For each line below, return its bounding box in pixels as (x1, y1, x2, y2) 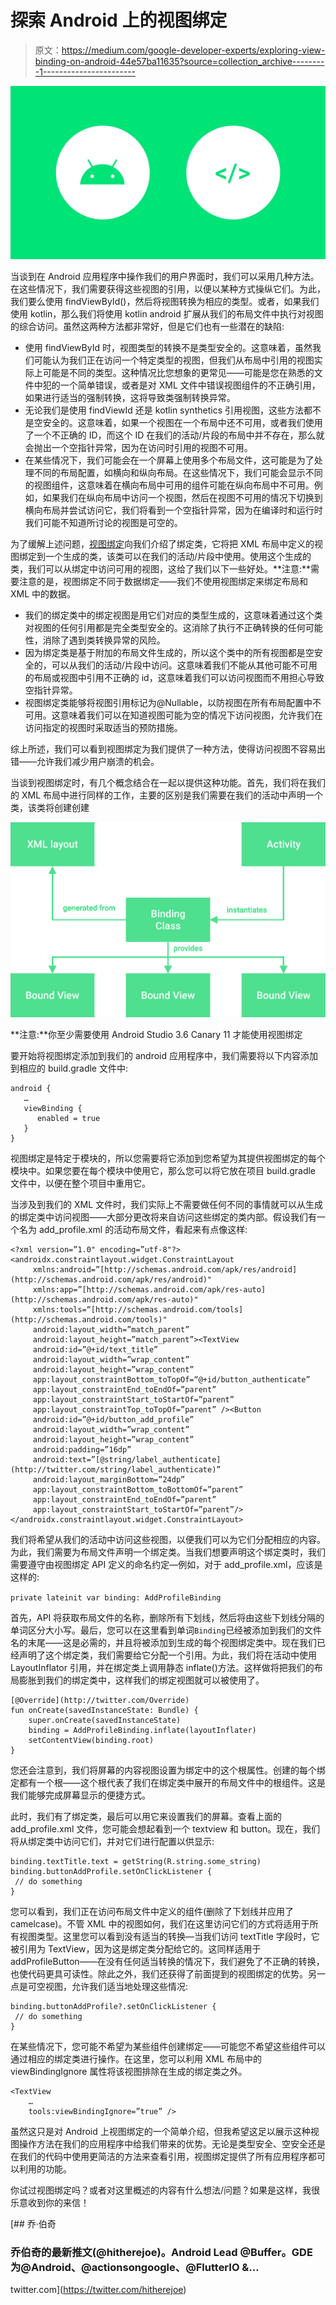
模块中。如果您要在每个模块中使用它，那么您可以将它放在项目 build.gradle (10, 1164, 317, 1176)
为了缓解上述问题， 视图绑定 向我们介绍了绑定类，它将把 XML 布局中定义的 (10, 537, 315, 550)
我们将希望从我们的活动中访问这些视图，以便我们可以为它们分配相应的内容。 (10, 1533, 326, 1545)
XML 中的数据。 (10, 587, 77, 600)
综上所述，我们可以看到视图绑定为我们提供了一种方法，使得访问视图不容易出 (10, 742, 326, 755)
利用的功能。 (18, 2162, 72, 2175)
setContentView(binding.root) (28, 1735, 155, 1745)
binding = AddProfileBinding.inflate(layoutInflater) (28, 1725, 257, 1735)
